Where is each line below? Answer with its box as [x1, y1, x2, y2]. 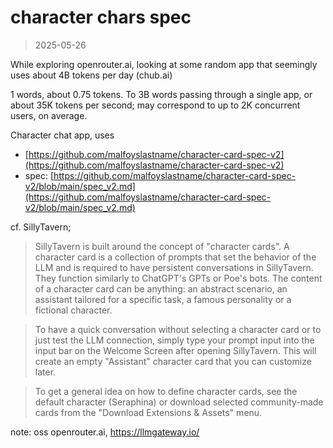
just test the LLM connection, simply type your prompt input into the [34, 334, 315, 346]
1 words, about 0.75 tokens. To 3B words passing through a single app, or [10, 88, 313, 100]
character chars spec [10, 6, 192, 29]
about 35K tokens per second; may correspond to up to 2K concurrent [10, 99, 301, 111]
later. [34, 366, 57, 378]
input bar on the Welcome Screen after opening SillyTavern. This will [34, 344, 317, 356]
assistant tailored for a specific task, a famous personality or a [34, 293, 292, 305]
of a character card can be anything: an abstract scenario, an [34, 282, 288, 295]
